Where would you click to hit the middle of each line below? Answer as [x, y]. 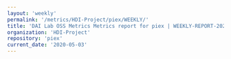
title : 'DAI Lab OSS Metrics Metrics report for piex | [89, 26]
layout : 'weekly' [32, 13]
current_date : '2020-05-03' [47, 45]
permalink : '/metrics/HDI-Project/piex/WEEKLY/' [78, 20]
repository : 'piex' [35, 39]
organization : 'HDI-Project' [49, 32]
